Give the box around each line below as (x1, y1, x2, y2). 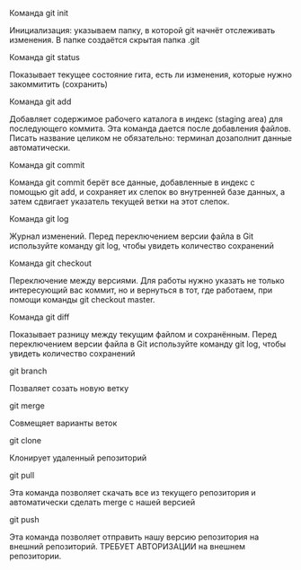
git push (9, 514, 40, 524)
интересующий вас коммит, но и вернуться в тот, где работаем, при (9, 285, 273, 295)
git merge (9, 400, 45, 411)
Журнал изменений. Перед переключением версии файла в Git (9, 231, 254, 241)
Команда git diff (9, 311, 70, 322)
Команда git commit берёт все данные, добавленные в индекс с (9, 177, 255, 188)
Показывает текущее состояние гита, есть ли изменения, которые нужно (9, 69, 292, 80)
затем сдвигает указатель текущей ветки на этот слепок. (9, 197, 230, 206)
